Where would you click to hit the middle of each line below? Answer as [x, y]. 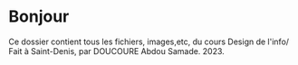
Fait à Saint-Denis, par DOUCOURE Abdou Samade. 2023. [117, 51]
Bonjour [39, 17]
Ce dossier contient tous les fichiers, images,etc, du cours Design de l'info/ [149, 42]
